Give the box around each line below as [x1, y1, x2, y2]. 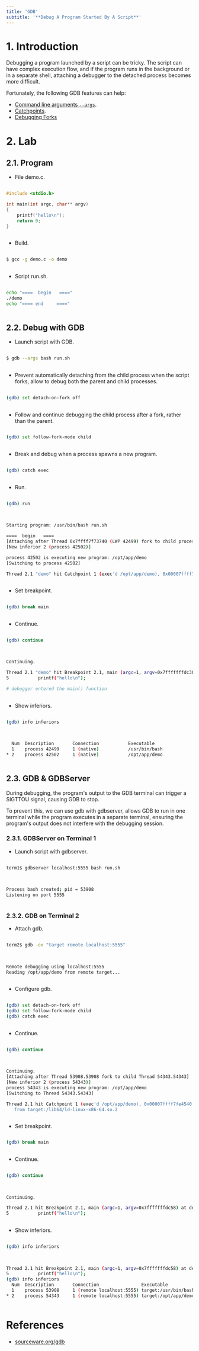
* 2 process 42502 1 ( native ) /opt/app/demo [6, 752, 163, 758]
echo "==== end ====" [6, 300, 70, 307]
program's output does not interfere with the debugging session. [6, 820, 164, 827]
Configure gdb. [14, 986, 52, 993]
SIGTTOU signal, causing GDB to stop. [6, 795, 99, 803]
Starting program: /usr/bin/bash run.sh [6, 522, 108, 528]
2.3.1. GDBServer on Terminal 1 [6, 835, 97, 843]
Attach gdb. [14, 925, 44, 932]
